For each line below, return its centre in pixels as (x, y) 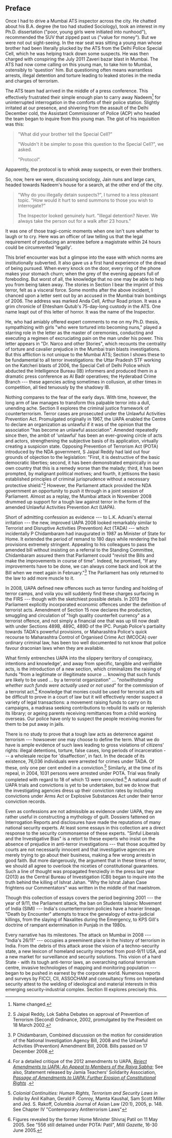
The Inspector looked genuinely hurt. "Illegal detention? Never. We (88, 216)
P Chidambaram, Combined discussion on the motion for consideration (88, 1035)
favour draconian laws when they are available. (55, 648)
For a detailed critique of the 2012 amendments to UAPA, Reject (80, 1061)
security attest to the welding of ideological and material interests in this (81, 984)
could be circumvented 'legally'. (39, 247)
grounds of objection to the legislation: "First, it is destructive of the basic (83, 457)
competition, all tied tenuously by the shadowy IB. (58, 388)
